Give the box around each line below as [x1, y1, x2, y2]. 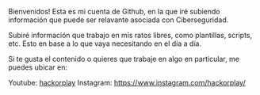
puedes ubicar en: [8, 63, 67, 72]
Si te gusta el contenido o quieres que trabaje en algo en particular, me [8, 55, 240, 63]
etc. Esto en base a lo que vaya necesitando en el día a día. [8, 39, 202, 48]
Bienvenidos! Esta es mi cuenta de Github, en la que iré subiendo [8, 7, 220, 16]
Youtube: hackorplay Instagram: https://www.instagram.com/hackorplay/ [8, 78, 246, 87]
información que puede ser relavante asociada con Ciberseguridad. [8, 15, 229, 25]
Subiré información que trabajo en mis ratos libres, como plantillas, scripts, [8, 31, 252, 40]
